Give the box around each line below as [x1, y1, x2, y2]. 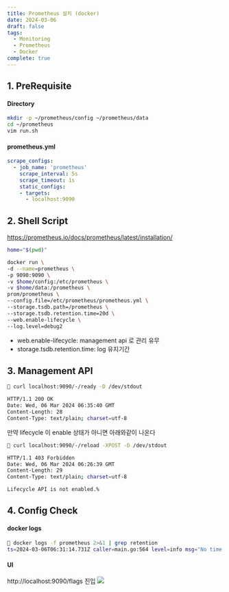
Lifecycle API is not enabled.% [7, 486, 99, 493]
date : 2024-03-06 [7, 17, 57, 23]
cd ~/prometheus [7, 121, 53, 128]
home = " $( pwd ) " [7, 247, 48, 254]
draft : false [7, 23, 45, 30]
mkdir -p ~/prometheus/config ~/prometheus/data [7, 115, 149, 122]
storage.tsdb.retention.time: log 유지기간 [16, 344, 130, 353]
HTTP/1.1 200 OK [7, 396, 53, 403]
